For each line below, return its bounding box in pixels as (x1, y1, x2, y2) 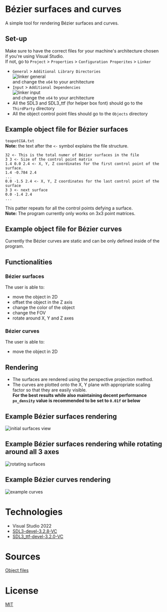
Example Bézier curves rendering (5, 475, 111, 484)
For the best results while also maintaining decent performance (12, 392, 147, 398)
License (5, 585, 39, 596)
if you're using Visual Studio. (5, 53, 64, 59)
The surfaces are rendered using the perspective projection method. (12, 376, 154, 382)
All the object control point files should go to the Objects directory (12, 110, 148, 116)
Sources (5, 551, 41, 562)
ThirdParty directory (12, 105, 55, 111)
